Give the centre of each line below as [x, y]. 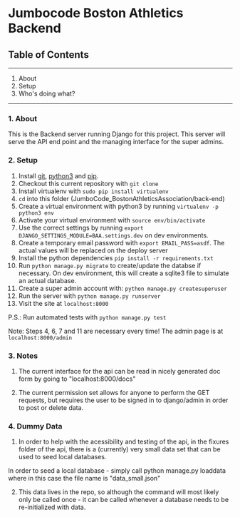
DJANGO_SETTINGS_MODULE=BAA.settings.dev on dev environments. [113, 235]
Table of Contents [49, 55]
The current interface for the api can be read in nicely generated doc [119, 371]
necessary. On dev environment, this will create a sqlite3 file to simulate [124, 273]
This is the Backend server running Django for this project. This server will [117, 134]
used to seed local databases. [62, 457]
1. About [23, 118]
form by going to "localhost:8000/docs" [77, 379]
